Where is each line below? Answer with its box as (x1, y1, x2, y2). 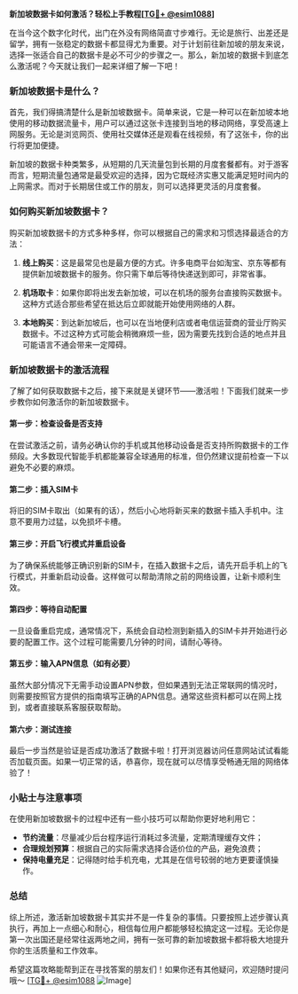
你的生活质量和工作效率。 (9, 944, 103, 956)
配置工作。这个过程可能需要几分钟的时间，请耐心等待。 (24, 636, 227, 646)
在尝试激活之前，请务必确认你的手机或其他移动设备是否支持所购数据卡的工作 (9, 440, 289, 450)
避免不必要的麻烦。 (9, 462, 80, 473)
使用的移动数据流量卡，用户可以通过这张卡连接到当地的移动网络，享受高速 (9, 118, 281, 129)
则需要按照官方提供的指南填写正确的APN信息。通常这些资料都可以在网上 (9, 691, 275, 701)
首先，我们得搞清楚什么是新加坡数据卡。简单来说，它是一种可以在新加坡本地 (9, 106, 289, 118)
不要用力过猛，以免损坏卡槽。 (16, 516, 126, 527)
